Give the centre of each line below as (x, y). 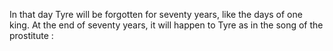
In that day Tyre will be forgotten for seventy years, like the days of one (156, 14)
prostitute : (31, 35)
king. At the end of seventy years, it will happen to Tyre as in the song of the (166, 25)
